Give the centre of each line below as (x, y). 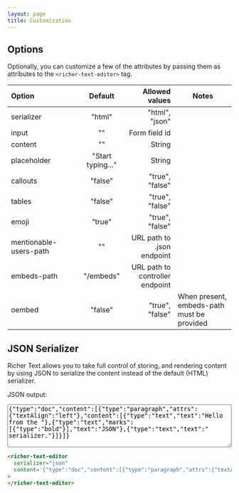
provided (192, 323)
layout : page (27, 14)
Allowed (156, 92)
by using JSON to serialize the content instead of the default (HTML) (108, 373)
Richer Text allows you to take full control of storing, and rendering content (117, 366)
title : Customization (39, 21)
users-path (30, 251)
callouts (24, 181)
